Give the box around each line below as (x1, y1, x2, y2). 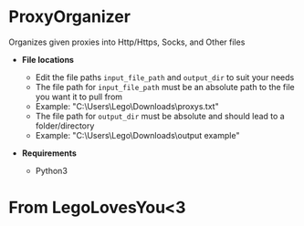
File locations (21, 54, 75, 65)
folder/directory (35, 120, 95, 131)
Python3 (35, 165, 68, 176)
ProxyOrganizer (8, 6, 131, 27)
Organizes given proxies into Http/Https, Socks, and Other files (8, 36, 246, 47)
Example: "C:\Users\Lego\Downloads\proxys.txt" (35, 100, 220, 111)
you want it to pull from (35, 91, 123, 102)
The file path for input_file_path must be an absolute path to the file (35, 81, 295, 92)
